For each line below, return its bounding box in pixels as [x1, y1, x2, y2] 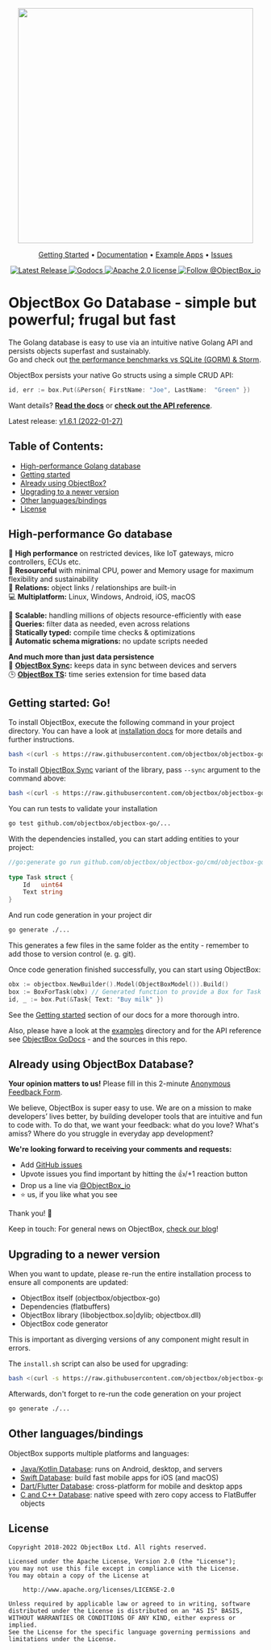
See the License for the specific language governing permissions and [8, 1627, 251, 1636]
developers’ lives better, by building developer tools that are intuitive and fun [8, 1112, 263, 1121]
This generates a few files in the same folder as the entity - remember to [8, 940, 249, 950]
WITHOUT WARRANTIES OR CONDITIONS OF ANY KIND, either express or [8, 1614, 236, 1622]
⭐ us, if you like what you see [19, 1190, 119, 1200]
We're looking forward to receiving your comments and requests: [8, 1145, 232, 1154]
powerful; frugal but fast [8, 311, 176, 329]
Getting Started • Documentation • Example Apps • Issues [38, 250, 233, 259]
